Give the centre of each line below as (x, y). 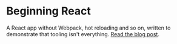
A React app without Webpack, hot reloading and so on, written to (88, 28)
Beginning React (48, 11)
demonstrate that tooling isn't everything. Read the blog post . (83, 34)
